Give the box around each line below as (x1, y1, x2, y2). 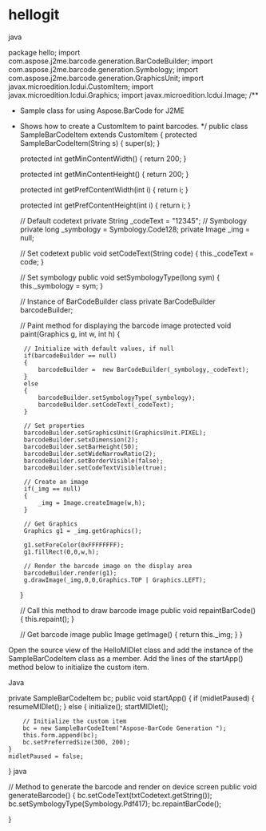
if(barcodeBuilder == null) (23, 351, 117, 360)
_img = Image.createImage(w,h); (38, 498, 146, 506)
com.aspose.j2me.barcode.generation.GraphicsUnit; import (8, 73, 204, 83)
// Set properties (23, 422, 85, 430)
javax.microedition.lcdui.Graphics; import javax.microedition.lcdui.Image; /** (8, 90, 260, 99)
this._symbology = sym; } (19, 280, 104, 290)
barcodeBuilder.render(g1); (23, 569, 117, 577)
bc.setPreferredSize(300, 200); (22, 738, 130, 746)
